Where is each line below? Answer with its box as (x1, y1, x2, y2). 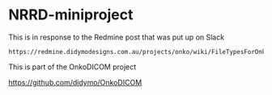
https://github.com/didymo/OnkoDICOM (8, 77, 142, 87)
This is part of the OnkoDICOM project (8, 62, 137, 72)
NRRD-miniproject (8, 6, 134, 24)
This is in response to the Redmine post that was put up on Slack (8, 32, 225, 42)
